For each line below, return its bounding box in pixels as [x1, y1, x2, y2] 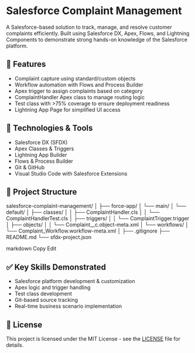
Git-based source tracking [14, 297, 78, 304]
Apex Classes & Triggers [14, 145, 74, 152]
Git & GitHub [14, 163, 45, 171]
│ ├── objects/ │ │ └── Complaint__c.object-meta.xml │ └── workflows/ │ [6, 221, 189, 228]
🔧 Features [6, 59, 46, 69]
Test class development [14, 290, 72, 297]
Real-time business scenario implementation [14, 302, 122, 310]
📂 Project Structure [6, 187, 77, 197]
